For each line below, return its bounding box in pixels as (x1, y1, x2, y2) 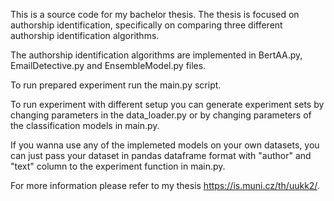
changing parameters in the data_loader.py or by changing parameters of (10, 109, 312, 121)
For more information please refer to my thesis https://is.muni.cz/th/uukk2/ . (10, 180, 320, 191)
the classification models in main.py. (10, 120, 160, 131)
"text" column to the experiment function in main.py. (10, 160, 226, 172)
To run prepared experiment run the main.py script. (10, 79, 222, 91)
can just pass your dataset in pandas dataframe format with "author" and (10, 150, 312, 161)
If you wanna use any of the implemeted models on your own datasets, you (10, 139, 320, 151)
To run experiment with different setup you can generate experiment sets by (10, 99, 325, 110)
